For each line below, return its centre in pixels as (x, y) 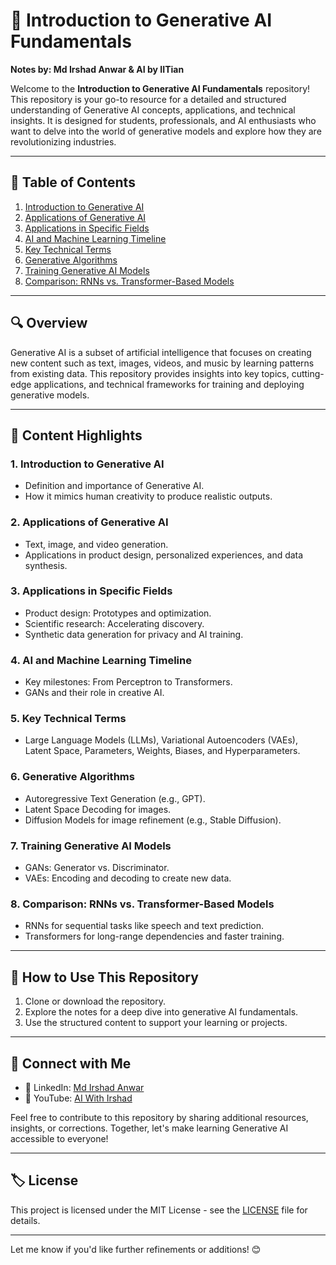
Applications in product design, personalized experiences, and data (164, 555)
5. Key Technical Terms (68, 719)
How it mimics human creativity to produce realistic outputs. (148, 496)
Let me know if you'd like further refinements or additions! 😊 (136, 1249)
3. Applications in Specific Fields (91, 591)
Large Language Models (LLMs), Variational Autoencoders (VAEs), (161, 740)
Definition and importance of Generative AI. (114, 486)
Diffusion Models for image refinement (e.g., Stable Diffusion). (153, 820)
